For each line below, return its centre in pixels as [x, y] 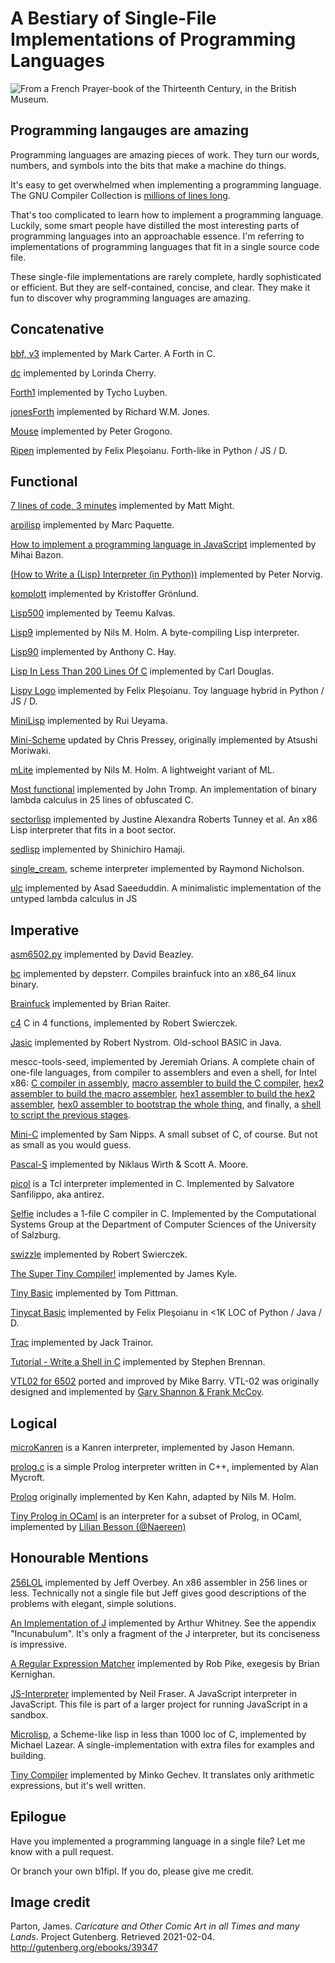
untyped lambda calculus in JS [74, 899]
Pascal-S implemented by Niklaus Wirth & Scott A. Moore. [129, 1164]
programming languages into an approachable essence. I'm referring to [157, 236]
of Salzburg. [35, 1235]
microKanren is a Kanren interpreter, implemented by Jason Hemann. [152, 1447]
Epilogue [38, 1817]
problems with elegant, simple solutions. [93, 1603]
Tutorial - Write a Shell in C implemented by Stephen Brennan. [138, 1362]
